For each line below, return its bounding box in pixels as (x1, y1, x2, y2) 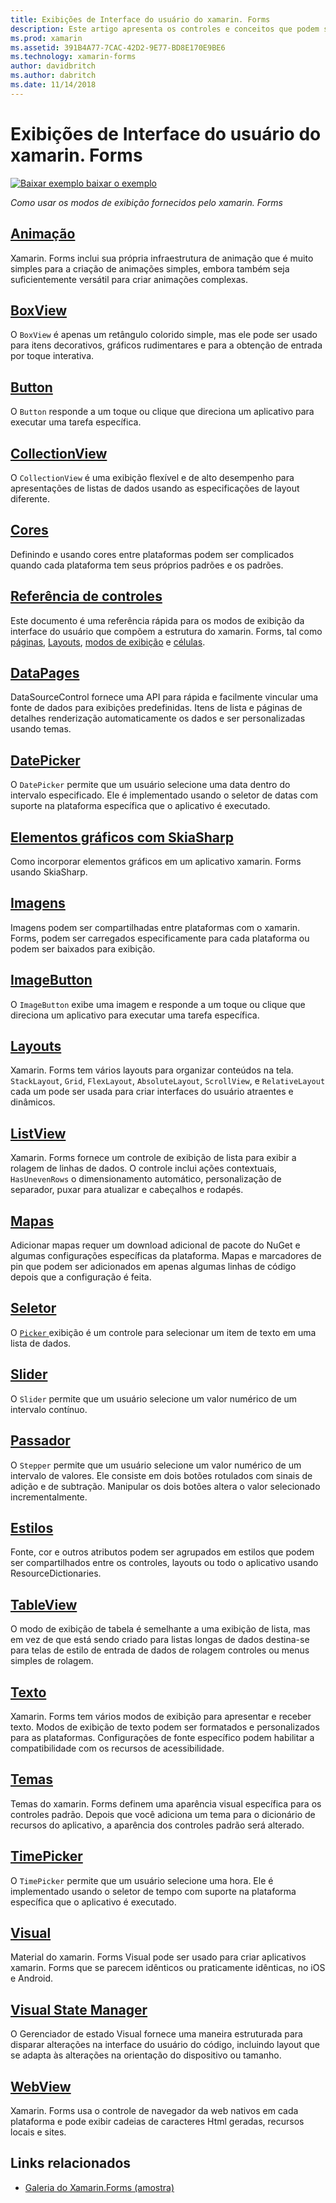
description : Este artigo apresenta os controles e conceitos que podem (10, 24, 320, 34)
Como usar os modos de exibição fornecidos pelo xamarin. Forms (10, 196, 284, 208)
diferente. (10, 492, 51, 505)
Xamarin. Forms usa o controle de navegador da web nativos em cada (10, 2105, 299, 2116)
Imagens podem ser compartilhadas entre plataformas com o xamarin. (10, 921, 301, 933)
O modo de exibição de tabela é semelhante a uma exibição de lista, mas (10, 1623, 311, 1635)
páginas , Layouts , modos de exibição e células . (10, 636, 206, 648)
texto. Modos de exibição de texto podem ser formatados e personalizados (10, 1721, 320, 1733)
